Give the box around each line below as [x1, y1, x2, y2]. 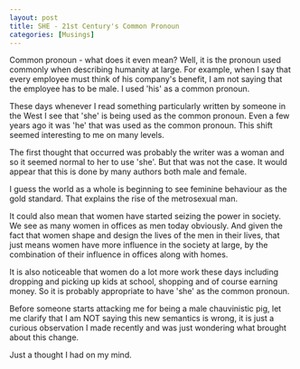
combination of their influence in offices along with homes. [9, 249, 229, 260]
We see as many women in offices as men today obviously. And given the [9, 220, 283, 231]
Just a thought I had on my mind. [9, 349, 133, 361]
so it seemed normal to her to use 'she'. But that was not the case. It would [9, 157, 287, 168]
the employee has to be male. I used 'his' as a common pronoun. [9, 83, 250, 95]
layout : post [9, 13, 59, 23]
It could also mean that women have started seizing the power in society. [9, 211, 282, 222]
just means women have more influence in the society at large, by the [9, 240, 268, 251]
